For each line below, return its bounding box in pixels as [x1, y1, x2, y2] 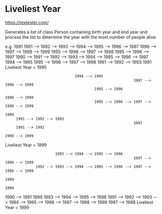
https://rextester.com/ [5, 19, 49, 25]
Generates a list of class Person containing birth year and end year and [5, 29, 147, 35]
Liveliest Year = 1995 [5, 64, 47, 70]
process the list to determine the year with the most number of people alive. [5, 34, 157, 40]
